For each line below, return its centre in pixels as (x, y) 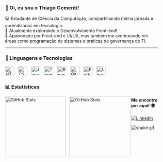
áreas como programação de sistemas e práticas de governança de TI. (76, 41)
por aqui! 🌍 (143, 106)
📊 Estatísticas (22, 87)
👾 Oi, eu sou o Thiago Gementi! (42, 8)
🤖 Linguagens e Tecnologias (39, 58)
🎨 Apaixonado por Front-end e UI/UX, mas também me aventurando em (76, 36)
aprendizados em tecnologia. (34, 26)
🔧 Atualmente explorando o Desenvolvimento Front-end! (61, 31)
